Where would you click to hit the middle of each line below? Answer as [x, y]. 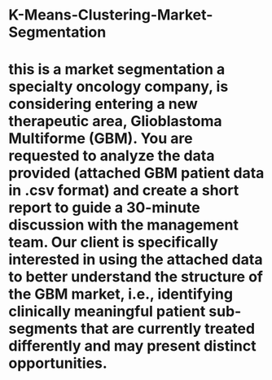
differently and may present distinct [132, 346]
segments [43, 329]
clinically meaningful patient [107, 312]
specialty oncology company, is [118, 87]
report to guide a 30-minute [105, 208]
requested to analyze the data [112, 156]
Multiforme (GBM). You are [101, 139]
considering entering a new [103, 104]
